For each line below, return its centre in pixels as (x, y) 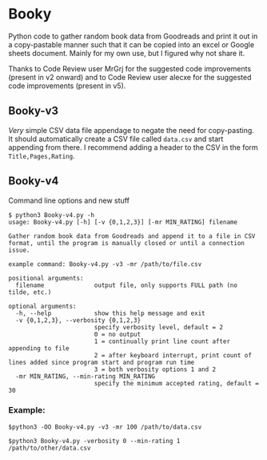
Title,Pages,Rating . (42, 155)
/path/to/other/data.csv (50, 448)
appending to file (39, 348)
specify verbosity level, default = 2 (159, 327)
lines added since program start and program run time (102, 362)
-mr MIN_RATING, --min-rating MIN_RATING (86, 376)
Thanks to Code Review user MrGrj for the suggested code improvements (130, 68)
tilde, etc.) (30, 292)
